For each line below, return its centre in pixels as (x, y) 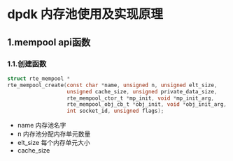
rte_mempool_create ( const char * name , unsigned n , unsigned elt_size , (112, 85)
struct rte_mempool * (39, 78)
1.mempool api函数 (49, 42)
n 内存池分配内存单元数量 (54, 134)
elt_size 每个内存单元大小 (54, 143)
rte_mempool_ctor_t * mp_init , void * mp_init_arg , (141, 98)
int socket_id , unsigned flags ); (115, 111)
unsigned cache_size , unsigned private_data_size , (142, 91)
